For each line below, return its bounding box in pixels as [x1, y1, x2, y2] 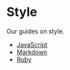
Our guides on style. [6, 27, 64, 35]
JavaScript [16, 40, 48, 49]
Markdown [16, 48, 48, 56]
